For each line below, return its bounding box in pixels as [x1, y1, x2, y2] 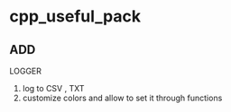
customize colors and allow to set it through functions [22, 92, 223, 103]
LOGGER [9, 65, 42, 76]
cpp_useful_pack [9, 6, 142, 27]
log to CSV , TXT [22, 83, 85, 93]
